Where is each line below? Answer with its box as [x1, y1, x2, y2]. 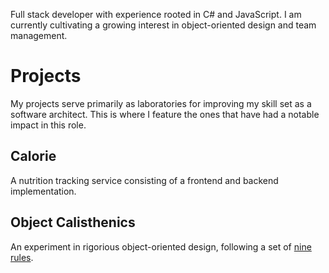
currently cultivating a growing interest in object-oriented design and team [10, 19, 317, 31]
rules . [10, 251, 34, 263]
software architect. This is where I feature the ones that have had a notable [10, 108, 320, 120]
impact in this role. [10, 119, 87, 131]
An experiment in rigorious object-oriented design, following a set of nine [10, 240, 312, 253]
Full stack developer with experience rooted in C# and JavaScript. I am [10, 9, 302, 20]
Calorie [10, 148, 57, 165]
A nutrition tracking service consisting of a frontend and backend [10, 174, 279, 186]
